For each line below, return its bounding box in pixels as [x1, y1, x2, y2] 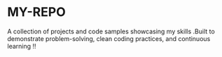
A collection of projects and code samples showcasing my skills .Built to [7, 27, 215, 35]
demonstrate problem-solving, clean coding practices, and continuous [7, 34, 211, 42]
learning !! [7, 42, 36, 50]
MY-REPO [7, 4, 66, 20]
